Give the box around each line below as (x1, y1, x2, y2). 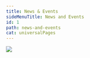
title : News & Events (6, 8, 59, 14)
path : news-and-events (6, 24, 61, 31)
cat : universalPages (6, 30, 56, 36)
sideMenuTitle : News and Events (6, 14, 84, 20)
